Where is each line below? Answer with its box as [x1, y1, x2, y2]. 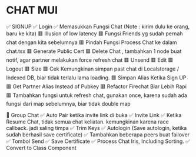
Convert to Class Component [6, 144, 77, 151]
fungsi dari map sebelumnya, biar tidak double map [6, 100, 131, 107]
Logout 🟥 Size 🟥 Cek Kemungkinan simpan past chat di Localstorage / [6, 65, 180, 72]
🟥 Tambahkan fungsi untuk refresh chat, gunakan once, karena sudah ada [6, 92, 187, 99]
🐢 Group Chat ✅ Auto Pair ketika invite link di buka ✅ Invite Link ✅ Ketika [6, 111, 182, 118]
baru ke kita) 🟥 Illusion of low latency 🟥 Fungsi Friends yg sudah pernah [6, 30, 184, 37]
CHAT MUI [6, 4, 58, 17]
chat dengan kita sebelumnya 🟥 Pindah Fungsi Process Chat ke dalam [6, 39, 178, 46]
